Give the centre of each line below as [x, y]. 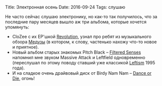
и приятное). [26, 47]
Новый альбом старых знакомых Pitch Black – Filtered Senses [77, 52]
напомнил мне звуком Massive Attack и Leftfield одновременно [79, 57]
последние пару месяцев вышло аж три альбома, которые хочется [76, 22]
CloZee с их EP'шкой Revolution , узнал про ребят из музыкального [82, 37]
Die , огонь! [24, 78]
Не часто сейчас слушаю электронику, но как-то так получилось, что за [81, 16]
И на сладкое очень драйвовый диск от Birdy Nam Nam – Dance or [82, 73]
